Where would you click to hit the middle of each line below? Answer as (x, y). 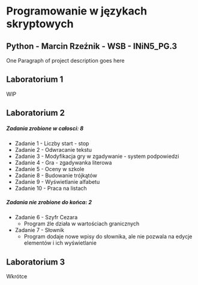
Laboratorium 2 (35, 113)
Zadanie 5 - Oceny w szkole (49, 169)
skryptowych (40, 24)
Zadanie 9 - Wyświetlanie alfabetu (57, 182)
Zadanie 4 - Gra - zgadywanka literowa (63, 163)
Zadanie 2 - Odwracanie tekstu (53, 150)
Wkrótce (17, 276)
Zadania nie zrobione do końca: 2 (49, 202)
